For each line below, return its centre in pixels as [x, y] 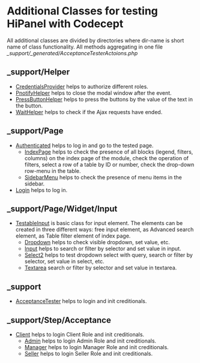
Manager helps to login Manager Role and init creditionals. [96, 347]
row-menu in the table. [53, 171]
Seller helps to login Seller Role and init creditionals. [89, 353]
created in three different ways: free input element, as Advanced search [105, 230]
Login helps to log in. [41, 190]
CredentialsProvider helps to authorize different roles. [82, 86]
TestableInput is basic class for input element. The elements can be [99, 223]
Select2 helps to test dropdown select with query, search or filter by [108, 255]
